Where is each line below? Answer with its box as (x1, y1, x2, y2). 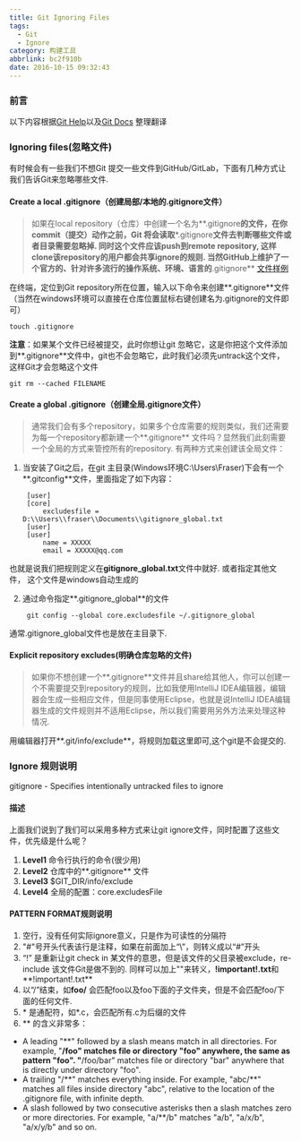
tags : (9, 21, 30, 30)
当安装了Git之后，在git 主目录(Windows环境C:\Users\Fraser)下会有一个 (21, 462, 284, 473)
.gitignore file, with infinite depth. (21, 1093, 145, 1103)
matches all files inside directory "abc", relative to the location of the (21, 1083, 275, 1094)
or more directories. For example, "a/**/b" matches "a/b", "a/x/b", (21, 1111, 265, 1122)
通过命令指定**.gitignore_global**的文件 (21, 593, 170, 604)
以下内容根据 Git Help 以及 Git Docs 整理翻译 (9, 116, 168, 127)
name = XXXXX (42, 538, 91, 547)
